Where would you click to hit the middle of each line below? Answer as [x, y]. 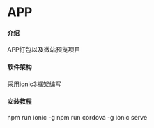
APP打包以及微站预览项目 [44, 50]
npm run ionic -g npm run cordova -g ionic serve [77, 117]
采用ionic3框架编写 [34, 84]
